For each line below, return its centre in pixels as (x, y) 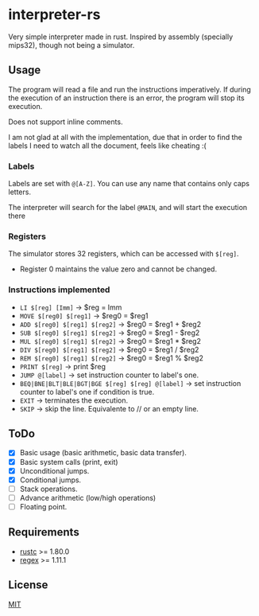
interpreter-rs (54, 15)
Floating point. (43, 506)
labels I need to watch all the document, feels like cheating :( (107, 146)
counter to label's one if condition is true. (87, 392)
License (28, 585)
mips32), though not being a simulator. (72, 45)
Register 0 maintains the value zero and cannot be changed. (118, 269)
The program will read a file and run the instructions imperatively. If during (130, 89)
